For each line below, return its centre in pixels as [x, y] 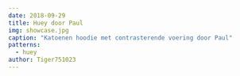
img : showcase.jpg [39, 30]
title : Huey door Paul [46, 23]
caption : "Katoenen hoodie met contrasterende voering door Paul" [120, 38]
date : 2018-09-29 [37, 15]
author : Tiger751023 [43, 60]
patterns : [25, 45]
